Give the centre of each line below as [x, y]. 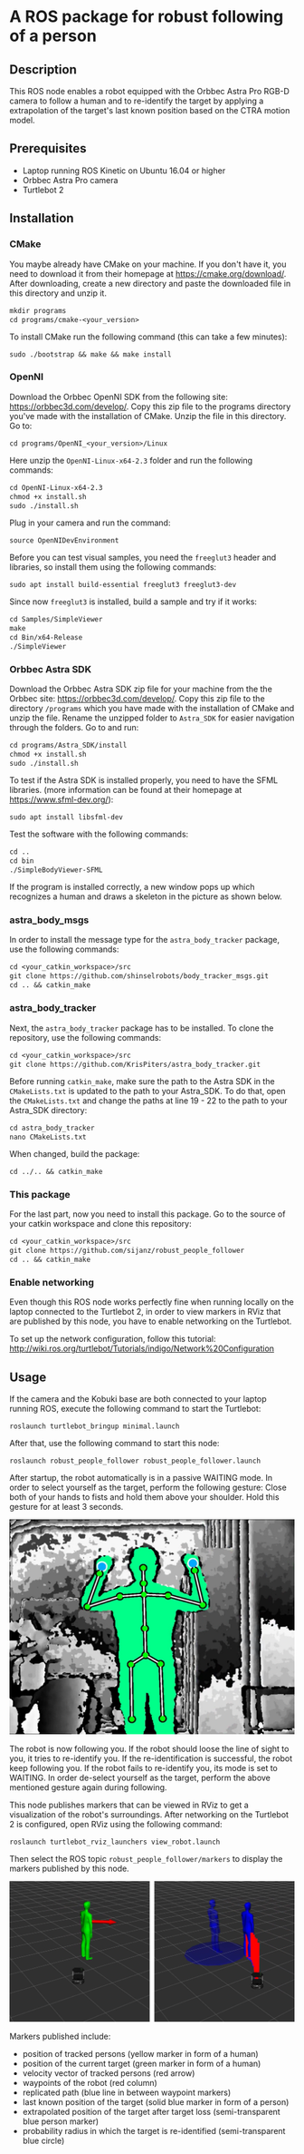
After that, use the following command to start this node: [114, 1444]
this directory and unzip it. [58, 293]
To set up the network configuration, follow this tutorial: [113, 1339]
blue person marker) [61, 2121]
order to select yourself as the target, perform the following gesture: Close [148, 1488]
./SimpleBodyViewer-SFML [56, 870]
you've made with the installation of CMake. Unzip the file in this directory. [148, 416]
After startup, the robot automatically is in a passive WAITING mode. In [141, 1478]
